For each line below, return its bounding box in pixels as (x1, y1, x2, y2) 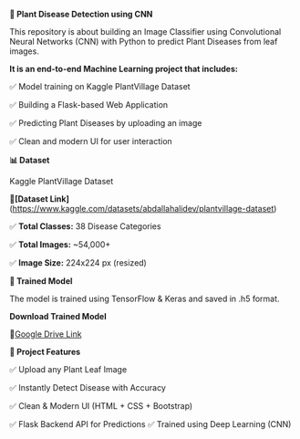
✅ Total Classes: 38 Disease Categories (9, 221, 161, 232)
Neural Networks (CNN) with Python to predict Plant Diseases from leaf (9, 37, 278, 47)
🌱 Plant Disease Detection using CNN (9, 9, 153, 19)
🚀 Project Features (9, 347, 81, 357)
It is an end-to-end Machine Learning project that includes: (9, 64, 239, 74)
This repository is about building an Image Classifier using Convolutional (9, 26, 282, 37)
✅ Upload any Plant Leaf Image (9, 364, 128, 374)
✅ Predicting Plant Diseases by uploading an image (9, 118, 202, 128)
